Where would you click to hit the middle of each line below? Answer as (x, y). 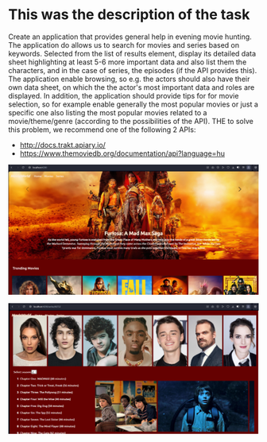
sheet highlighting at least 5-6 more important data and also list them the (128, 62)
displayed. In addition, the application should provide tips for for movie (124, 95)
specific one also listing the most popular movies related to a (108, 112)
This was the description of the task (129, 15)
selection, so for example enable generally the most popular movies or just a (133, 104)
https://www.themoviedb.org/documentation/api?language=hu (122, 153)
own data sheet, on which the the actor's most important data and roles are (132, 87)
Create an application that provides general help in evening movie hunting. (130, 37)
